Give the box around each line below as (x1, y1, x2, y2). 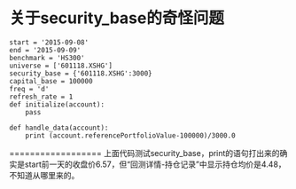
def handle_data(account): (9, 123, 109, 132)
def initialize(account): (9, 99, 105, 109)
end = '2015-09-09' (9, 45, 82, 54)
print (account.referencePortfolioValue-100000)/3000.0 (25, 130, 237, 140)
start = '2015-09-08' (9, 37, 90, 47)
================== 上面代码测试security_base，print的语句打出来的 (9, 147, 281, 158)
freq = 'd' (9, 84, 50, 93)
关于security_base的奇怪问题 (9, 8, 224, 28)
